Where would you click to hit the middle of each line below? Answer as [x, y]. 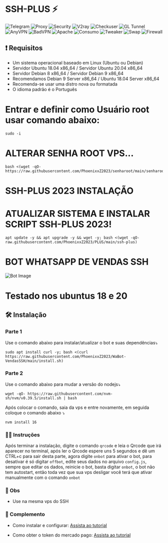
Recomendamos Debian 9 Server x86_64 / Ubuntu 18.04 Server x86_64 [86, 79]
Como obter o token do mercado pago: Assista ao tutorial [71, 535]
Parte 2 [14, 373]
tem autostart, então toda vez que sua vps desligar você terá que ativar [79, 472]
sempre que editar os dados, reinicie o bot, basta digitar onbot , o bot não [80, 467]
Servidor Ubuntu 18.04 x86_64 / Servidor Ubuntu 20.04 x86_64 [77, 68]
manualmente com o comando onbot [43, 477]
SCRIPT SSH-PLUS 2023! [58, 224]
